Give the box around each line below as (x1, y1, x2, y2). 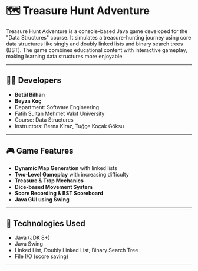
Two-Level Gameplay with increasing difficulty (14, 171, 130, 178)
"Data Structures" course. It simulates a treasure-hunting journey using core (6, 34, 192, 41)
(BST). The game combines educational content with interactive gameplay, (6, 46, 187, 53)
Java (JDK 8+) (14, 234, 50, 241)
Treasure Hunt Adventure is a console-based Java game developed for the (6, 27, 188, 35)
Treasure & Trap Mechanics (14, 177, 84, 184)
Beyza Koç (14, 97, 42, 105)
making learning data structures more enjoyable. (6, 53, 124, 60)
